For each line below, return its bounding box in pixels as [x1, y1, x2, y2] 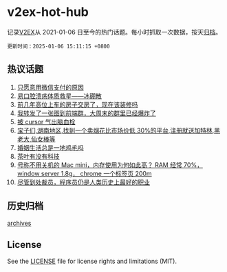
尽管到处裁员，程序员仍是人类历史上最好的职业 [17, 177, 150, 186]
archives [7, 219, 32, 227]
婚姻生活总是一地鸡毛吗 [17, 143, 84, 152]
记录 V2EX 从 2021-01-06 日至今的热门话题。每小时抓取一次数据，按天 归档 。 [7, 28, 222, 36]
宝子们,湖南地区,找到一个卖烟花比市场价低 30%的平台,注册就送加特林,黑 [17, 126, 221, 135]
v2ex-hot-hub [7, 4, 89, 20]
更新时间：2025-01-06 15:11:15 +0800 [7, 43, 110, 50]
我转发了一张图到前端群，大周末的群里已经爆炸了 [17, 108, 156, 117]
